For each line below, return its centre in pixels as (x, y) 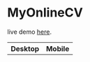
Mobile (58, 48)
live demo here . (30, 32)
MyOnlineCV (45, 13)
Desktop (25, 48)
